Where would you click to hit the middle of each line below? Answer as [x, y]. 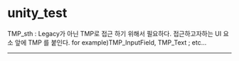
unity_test [37, 13]
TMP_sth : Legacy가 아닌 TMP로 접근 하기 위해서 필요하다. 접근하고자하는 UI [115, 33]
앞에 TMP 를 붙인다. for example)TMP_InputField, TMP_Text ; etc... [111, 42]
